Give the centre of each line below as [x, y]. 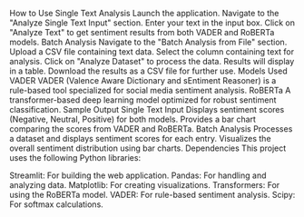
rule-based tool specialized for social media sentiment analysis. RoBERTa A [150, 90]
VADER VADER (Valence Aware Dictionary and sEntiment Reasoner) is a [143, 80]
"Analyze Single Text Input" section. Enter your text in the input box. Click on [152, 23]
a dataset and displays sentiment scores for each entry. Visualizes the [140, 138]
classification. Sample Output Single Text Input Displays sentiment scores [147, 109]
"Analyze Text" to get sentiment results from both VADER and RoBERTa [142, 32]
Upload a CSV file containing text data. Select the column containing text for [152, 52]
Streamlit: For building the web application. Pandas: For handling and [138, 175]
